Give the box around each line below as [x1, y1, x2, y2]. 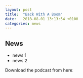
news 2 [12, 58, 28, 64]
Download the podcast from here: [5, 67, 74, 73]
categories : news [5, 21, 41, 26]
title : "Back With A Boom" [5, 12, 63, 17]
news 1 [12, 52, 27, 58]
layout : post [5, 7, 32, 12]
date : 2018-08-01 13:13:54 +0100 [5, 16, 79, 21]
